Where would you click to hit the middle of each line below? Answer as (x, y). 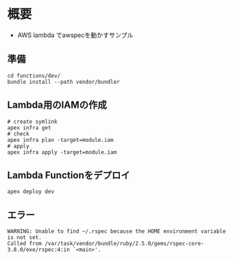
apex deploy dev (31, 192)
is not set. (24, 238)
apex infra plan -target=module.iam (60, 140)
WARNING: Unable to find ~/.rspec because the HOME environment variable (117, 231)
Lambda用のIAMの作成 (57, 105)
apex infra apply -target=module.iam (62, 152)
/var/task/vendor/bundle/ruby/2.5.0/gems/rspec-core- (124, 244)
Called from (24, 244)
